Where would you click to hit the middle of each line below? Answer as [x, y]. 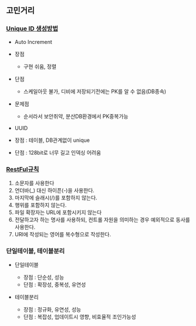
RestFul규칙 [23, 169]
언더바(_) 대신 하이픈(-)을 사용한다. [55, 190]
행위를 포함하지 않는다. [40, 205]
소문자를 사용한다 [34, 183]
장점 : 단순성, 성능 [44, 277]
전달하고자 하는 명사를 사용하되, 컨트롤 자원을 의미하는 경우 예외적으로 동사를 [102, 219]
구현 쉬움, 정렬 [40, 66]
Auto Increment [33, 42]
